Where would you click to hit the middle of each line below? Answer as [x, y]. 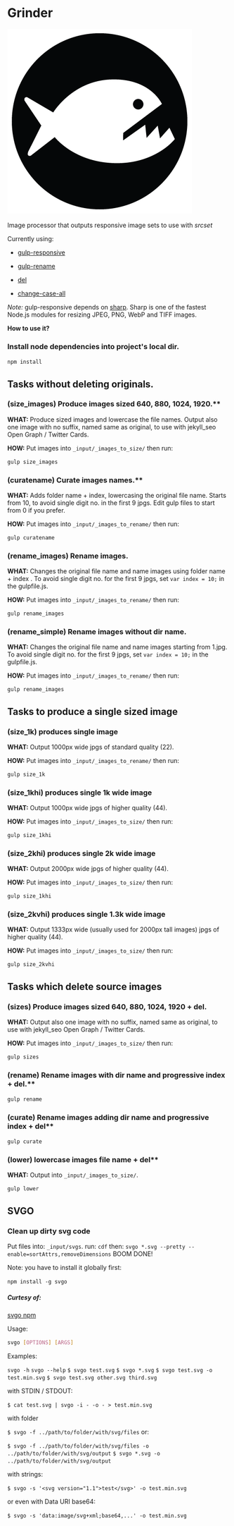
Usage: [18, 1329]
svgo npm [22, 1315]
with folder [23, 1418]
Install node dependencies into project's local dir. [93, 346]
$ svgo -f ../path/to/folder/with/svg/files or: [78, 1432]
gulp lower [23, 1189]
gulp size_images [33, 462]
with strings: [25, 1474]
